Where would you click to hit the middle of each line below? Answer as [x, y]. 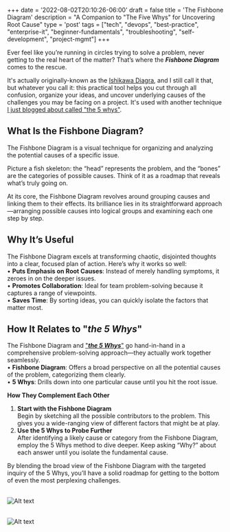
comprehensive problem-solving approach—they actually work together [109, 353]
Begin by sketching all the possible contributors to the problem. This [114, 416]
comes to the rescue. [37, 67]
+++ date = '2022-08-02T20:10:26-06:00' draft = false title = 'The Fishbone [115, 10]
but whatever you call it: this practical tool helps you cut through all [102, 88]
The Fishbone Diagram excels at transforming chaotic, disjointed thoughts [112, 256]
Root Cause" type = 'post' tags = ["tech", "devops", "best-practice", [103, 24]
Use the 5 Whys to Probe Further [65, 431]
